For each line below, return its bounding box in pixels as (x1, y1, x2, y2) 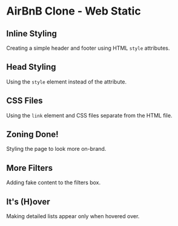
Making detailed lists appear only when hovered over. (6, 213, 140, 220)
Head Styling (6, 62, 56, 72)
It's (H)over (6, 196, 50, 207)
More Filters (6, 162, 53, 173)
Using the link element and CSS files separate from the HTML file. (6, 111, 173, 119)
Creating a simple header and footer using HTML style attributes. (6, 44, 170, 52)
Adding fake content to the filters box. (6, 179, 101, 186)
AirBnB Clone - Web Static (6, 4, 141, 18)
